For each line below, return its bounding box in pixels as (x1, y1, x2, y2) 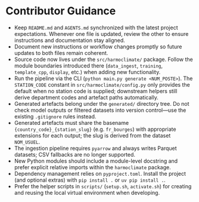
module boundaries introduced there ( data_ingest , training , (14, 62, 163, 69)
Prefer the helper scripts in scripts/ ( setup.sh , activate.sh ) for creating (14, 182, 192, 189)
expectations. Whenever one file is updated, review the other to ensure (14, 30, 189, 37)
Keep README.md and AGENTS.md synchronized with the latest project (14, 24, 178, 31)
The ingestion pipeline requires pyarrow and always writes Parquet (14, 145, 177, 152)
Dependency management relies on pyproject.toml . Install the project (14, 170, 186, 177)
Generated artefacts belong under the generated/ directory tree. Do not (14, 100, 189, 107)
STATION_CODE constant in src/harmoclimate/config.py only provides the (14, 81, 190, 88)
